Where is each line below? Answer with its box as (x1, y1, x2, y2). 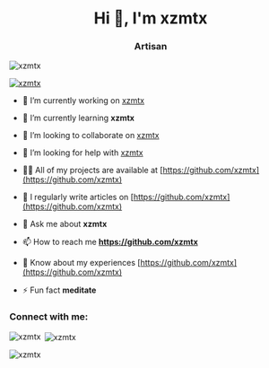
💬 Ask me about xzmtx (22, 219, 108, 230)
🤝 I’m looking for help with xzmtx (22, 147, 143, 158)
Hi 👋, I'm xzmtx (93, 8, 208, 29)
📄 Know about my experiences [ (22, 258, 141, 268)
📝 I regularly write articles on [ (22, 192, 134, 203)
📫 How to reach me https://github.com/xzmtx (22, 237, 199, 248)
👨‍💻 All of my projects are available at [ (22, 165, 163, 176)
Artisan (134, 40, 168, 53)
